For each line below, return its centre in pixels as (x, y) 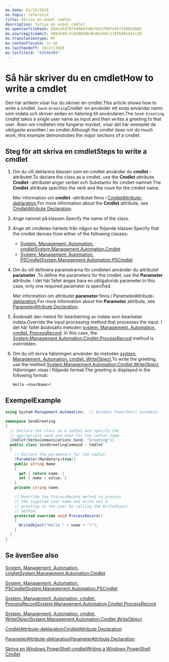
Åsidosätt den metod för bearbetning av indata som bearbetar (77, 317)
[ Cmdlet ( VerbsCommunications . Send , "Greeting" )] (62, 440)
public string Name (35, 464)
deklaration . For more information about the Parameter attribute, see (84, 301)
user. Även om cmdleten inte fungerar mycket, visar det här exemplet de (81, 124)
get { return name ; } (42, 473)
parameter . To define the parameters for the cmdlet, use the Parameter (88, 275)
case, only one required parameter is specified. (62, 286)
